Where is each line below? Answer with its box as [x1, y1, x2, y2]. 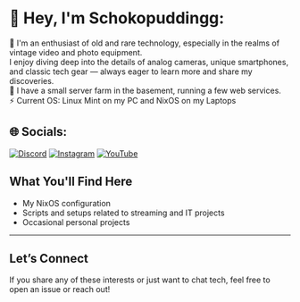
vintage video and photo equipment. [9, 46, 143, 57]
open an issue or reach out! [9, 284, 111, 295]
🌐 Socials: [9, 124, 68, 139]
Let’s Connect [9, 250, 89, 266]
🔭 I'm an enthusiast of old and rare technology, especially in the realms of [9, 38, 279, 48]
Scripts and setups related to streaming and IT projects [21, 207, 225, 218]
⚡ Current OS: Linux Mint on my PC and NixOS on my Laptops [9, 95, 237, 105]
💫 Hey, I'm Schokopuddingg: [9, 8, 225, 29]
